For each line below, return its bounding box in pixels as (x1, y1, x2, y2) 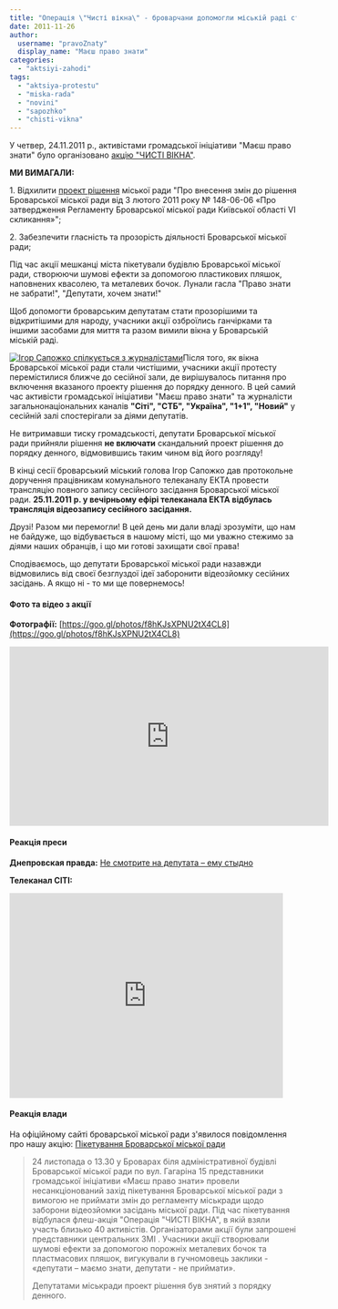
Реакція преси (9, 836, 67, 847)
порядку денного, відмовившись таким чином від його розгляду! (9, 447, 263, 458)
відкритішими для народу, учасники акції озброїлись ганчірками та (9, 315, 272, 326)
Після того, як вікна (182, 353, 260, 363)
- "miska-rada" (17, 89, 76, 98)
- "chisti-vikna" (17, 115, 84, 124)
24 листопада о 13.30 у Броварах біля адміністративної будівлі (31, 1156, 277, 1167)
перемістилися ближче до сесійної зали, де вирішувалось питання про (9, 372, 287, 383)
